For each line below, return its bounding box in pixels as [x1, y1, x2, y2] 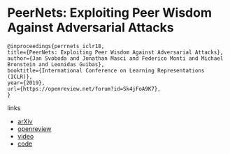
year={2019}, [7, 79, 45, 86]
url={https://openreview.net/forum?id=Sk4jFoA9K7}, [7, 85, 161, 92]
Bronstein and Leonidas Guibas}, [7, 61, 105, 68]
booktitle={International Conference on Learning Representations [7, 67, 205, 74]
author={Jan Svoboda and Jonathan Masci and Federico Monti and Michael [7, 54, 224, 62]
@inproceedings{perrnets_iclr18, [7, 43, 105, 49]
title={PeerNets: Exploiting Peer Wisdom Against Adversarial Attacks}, [7, 49, 224, 56]
